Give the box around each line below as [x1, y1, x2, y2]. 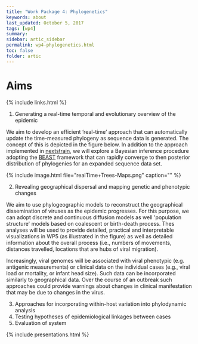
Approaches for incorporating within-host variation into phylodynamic [14, 300, 187, 308]
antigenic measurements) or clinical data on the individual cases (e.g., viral [6, 263, 190, 271]
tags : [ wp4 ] [6, 25, 36, 32]
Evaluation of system [14, 319, 67, 326]
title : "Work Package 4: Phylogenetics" [6, 8, 109, 15]
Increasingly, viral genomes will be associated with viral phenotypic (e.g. [6, 257, 185, 264]
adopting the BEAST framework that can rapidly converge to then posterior [6, 153, 191, 161]
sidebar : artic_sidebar [6, 36, 66, 42]
